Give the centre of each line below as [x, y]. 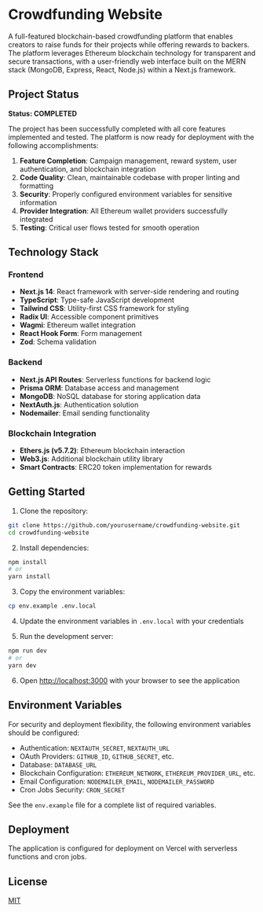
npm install [27, 562]
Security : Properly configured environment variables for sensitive [126, 194]
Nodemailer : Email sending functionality [85, 413]
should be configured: [44, 733]
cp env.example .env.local [52, 606]
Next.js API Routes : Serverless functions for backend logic [115, 379]
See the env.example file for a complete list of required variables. [112, 805]
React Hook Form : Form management [81, 334]
